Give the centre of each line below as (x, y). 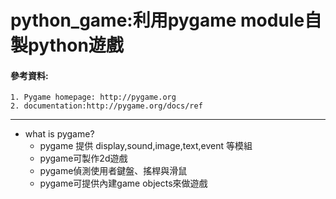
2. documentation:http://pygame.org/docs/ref (106, 106)
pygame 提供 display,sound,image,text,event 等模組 (146, 146)
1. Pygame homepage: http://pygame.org (93, 97)
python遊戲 (76, 45)
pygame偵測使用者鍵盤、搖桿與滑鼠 (113, 171)
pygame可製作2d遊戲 (83, 158)
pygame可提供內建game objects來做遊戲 (123, 183)
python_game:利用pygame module (157, 20)
